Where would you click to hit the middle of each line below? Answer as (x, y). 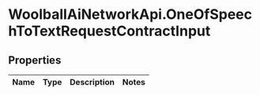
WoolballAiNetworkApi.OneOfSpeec (130, 15)
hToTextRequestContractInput (109, 31)
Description (92, 82)
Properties (35, 60)
